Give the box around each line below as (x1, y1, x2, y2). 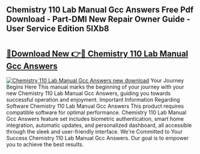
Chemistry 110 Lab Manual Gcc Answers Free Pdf (6, 5, 194, 15)
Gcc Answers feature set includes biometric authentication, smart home (6, 115, 184, 122)
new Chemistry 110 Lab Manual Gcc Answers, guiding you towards (6, 90, 171, 97)
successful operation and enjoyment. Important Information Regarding (6, 96, 180, 103)
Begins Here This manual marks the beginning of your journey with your (6, 84, 184, 90)
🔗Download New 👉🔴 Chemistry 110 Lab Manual (6, 48, 189, 59)
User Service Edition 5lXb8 (6, 23, 109, 34)
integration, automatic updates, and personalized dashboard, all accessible (6, 122, 192, 129)
